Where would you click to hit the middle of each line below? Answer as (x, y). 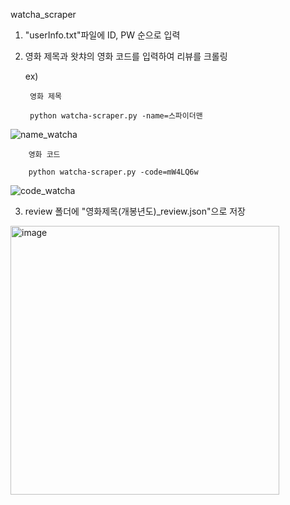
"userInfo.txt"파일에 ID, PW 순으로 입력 (102, 35)
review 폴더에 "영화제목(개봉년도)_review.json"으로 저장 (135, 211)
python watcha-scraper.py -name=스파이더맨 (116, 116)
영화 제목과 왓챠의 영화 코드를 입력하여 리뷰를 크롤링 (126, 56)
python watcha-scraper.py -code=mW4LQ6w (113, 172)
